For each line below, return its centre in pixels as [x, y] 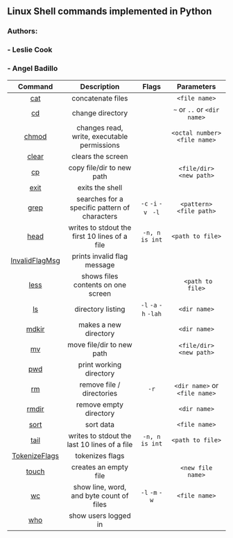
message [100, 264]
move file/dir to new [100, 344]
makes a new [100, 324]
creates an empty [100, 466]
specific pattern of [100, 208]
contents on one [100, 285]
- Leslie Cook [30, 50]
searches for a [100, 199]
